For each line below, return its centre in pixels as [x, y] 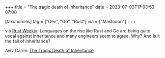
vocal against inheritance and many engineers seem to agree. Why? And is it [82, 36]
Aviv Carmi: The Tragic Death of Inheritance [50, 51]
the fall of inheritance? [28, 41]
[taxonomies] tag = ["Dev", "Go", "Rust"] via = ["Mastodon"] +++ [71, 22]
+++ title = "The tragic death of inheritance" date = [57, 7]
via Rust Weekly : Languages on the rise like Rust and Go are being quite [78, 31]
